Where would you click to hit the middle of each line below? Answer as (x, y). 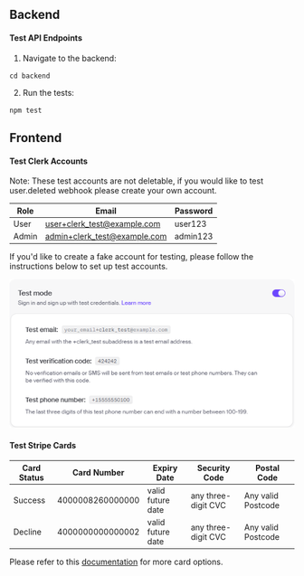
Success (29, 500)
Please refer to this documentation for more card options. (116, 562)
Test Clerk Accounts (49, 161)
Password (194, 211)
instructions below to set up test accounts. (89, 266)
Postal (267, 467)
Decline (28, 532)
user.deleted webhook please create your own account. (113, 191)
